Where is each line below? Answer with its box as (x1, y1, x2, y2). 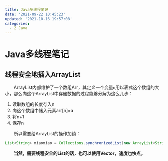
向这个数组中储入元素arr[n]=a (12, 108, 74, 114)
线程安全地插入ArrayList (5, 70, 81, 79)
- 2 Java (9, 26, 28, 31)
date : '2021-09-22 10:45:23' (5, 12, 66, 17)
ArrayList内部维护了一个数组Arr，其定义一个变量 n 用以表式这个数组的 (13, 84, 155, 90)
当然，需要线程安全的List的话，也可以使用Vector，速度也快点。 (14, 150, 146, 156)
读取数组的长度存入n (12, 101, 55, 107)
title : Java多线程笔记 (5, 7, 49, 12)
